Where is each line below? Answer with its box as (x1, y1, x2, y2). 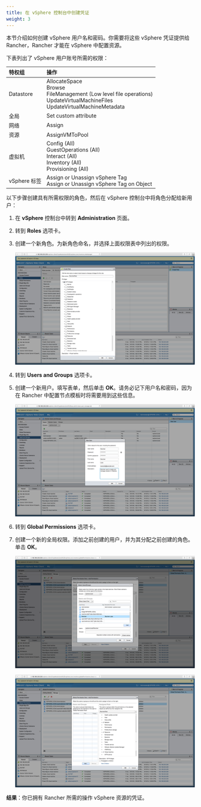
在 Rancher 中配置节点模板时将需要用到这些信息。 (14, 392, 139, 399)
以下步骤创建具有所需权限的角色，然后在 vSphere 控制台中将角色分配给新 (6, 194, 187, 201)
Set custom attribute (46, 112, 97, 119)
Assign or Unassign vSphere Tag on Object (46, 180, 153, 187)
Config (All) (46, 140, 75, 147)
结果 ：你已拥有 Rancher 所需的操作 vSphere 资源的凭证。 (6, 794, 148, 801)
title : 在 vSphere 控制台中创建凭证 (6, 10, 90, 16)
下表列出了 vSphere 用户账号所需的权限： (6, 54, 109, 61)
